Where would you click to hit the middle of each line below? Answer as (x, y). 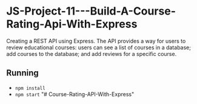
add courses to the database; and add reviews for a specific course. (92, 54)
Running (23, 73)
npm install (30, 88)
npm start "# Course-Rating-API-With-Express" (75, 94)
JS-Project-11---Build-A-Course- (91, 11)
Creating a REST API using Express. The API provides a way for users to (96, 41)
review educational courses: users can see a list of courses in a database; (98, 47)
